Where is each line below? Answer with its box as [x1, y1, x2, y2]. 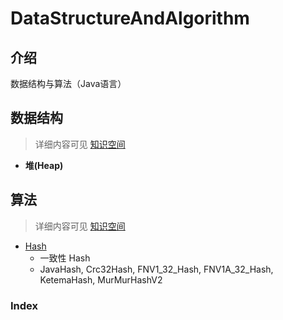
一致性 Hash [39, 252, 91, 264]
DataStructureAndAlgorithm [10, 7, 250, 30]
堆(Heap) [24, 159, 64, 171]
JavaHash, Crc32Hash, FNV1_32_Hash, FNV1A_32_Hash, [39, 263, 274, 275]
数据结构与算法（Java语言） [10, 78, 127, 89]
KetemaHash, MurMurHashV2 [39, 273, 163, 286]
